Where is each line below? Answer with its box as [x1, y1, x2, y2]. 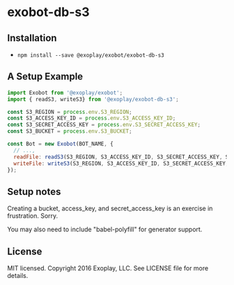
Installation [7, 32, 57, 44]
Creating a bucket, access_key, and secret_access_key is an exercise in [7, 204, 213, 213]
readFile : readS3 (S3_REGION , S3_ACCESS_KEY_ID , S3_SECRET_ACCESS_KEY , [13, 153, 223, 161]
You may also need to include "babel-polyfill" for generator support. [7, 225, 203, 234]
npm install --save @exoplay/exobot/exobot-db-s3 [17, 52, 165, 59]
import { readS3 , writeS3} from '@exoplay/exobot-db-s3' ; [7, 96, 179, 103]
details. [7, 272, 29, 280]
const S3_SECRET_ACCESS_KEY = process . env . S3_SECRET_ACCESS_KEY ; [7, 122, 201, 129]
